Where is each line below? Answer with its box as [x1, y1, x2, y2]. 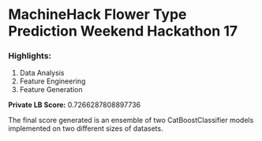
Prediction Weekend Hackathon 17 [8, 22, 238, 40]
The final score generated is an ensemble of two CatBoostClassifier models [8, 116, 254, 125]
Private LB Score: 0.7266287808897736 [8, 100, 140, 109]
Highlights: [8, 50, 52, 61]
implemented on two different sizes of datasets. [8, 124, 163, 133]
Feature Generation [19, 85, 83, 95]
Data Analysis [19, 69, 65, 78]
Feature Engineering [19, 76, 86, 86]
